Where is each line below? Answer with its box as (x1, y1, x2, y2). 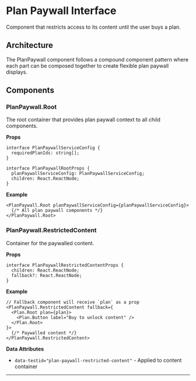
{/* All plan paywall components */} (11, 208, 103, 214)
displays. (6, 68, 28, 75)
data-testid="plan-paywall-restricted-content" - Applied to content (14, 356, 182, 363)
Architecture (6, 40, 54, 50)
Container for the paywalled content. (6, 239, 94, 246)
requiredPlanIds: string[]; (11, 150, 80, 156)
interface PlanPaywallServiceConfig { (6, 145, 100, 151)
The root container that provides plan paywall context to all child (6, 116, 160, 123)
